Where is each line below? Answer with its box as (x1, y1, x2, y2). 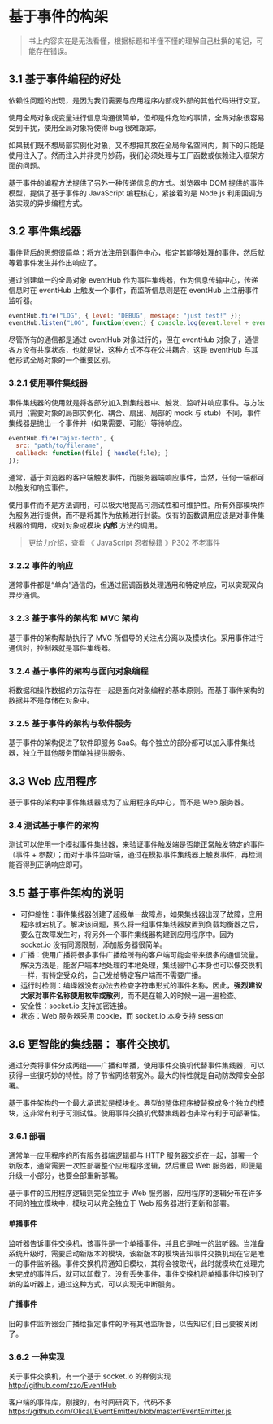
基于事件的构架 (8, 7, 109, 26)
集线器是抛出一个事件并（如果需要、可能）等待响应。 (8, 418, 187, 427)
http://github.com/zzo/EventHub (8, 1381, 117, 1391)
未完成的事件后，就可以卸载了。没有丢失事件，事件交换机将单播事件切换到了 (8, 1268, 265, 1278)
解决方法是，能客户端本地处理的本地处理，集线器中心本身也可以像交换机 (19, 960, 262, 970)
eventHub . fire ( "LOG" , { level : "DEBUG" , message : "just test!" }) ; (8, 311, 242, 320)
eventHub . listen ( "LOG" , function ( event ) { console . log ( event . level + (8, 319, 249, 327)
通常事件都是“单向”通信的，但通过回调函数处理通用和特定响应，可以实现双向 (8, 580, 264, 590)
